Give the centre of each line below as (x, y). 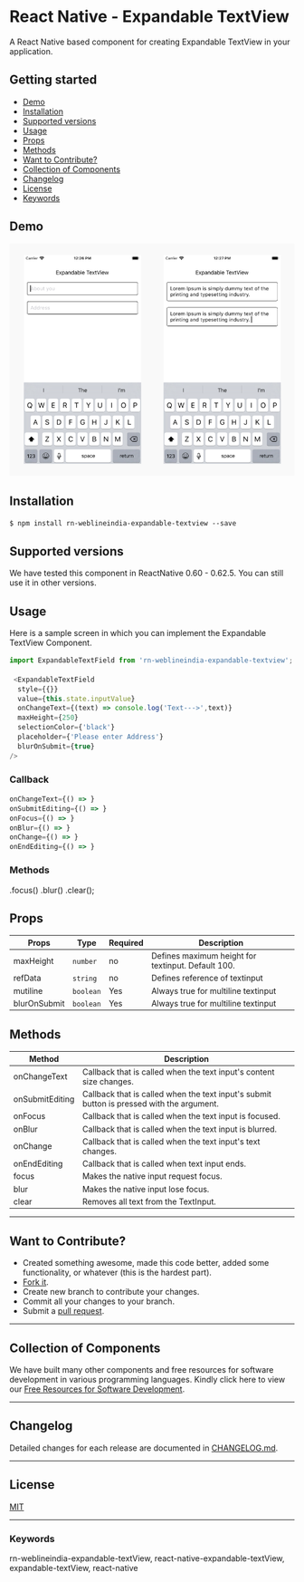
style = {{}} (38, 689)
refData (27, 978)
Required (126, 942)
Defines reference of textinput (207, 978)
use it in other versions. (53, 583)
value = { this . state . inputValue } (76, 699)
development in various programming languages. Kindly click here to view (147, 1380)
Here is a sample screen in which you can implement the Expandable (138, 633)
